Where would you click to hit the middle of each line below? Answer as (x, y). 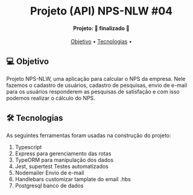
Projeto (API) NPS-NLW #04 (101, 11)
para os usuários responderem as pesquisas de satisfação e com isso (93, 92)
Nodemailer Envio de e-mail (49, 173)
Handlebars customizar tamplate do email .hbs (73, 179)
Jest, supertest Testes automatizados (62, 167)
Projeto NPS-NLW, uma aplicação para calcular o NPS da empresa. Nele (96, 79)
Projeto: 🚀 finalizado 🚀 (101, 28)
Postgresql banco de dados (49, 186)
